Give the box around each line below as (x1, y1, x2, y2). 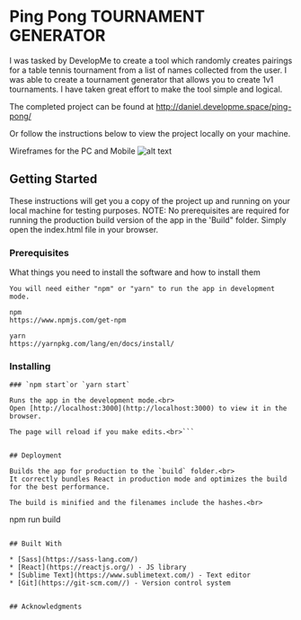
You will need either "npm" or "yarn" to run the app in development (9, 285, 276, 294)
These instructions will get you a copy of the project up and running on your (9, 195, 290, 206)
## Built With (9, 539, 63, 549)
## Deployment (9, 451, 63, 460)
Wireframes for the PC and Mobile (9, 146, 137, 156)
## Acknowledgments (9, 602, 83, 612)
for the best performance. (9, 483, 111, 492)
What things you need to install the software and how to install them (9, 267, 261, 278)
